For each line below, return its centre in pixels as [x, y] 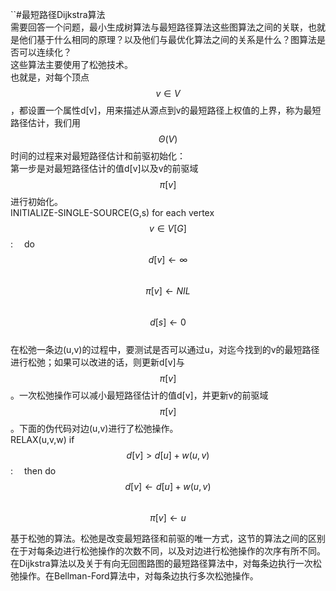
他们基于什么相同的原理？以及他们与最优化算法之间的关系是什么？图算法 [167, 39]
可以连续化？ [45, 52]
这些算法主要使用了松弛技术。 [71, 64]
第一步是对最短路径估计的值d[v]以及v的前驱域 [104, 168]
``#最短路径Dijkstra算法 [58, 14]
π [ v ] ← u [168, 517]
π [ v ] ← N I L [168, 291]
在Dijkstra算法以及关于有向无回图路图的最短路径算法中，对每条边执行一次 [161, 563]
